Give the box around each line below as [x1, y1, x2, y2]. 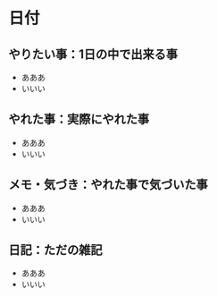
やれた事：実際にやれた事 [8, 112, 149, 127]
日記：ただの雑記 [8, 242, 103, 258]
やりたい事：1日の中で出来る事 [8, 47, 179, 62]
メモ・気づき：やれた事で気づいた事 [8, 177, 208, 192]
